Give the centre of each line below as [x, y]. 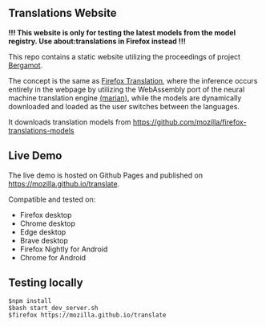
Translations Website [63, 13]
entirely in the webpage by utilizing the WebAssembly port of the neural [127, 89]
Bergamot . [26, 65]
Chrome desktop [48, 223]
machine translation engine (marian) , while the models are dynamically [125, 98]
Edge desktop [43, 231]
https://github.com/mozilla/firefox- [189, 122]
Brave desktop [44, 240]
